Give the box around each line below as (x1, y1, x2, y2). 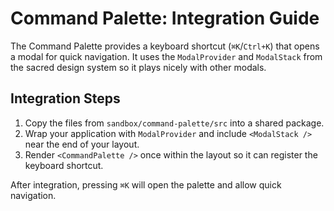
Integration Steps (10, 90, 121, 107)
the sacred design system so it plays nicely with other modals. (10, 61, 267, 73)
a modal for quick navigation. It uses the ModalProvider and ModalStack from (10, 50, 323, 62)
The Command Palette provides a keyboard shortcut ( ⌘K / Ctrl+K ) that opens (10, 40, 320, 52)
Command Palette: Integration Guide (10, 7, 320, 30)
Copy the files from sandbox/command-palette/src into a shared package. (24, 117, 325, 129)
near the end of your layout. (24, 138, 140, 150)
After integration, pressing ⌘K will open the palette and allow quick (10, 178, 282, 191)
